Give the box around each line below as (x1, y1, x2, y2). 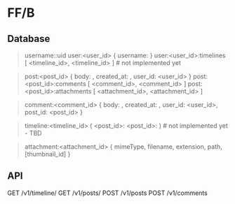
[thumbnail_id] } (24, 150, 71, 158)
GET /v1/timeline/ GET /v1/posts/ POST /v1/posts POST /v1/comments (7, 189, 208, 197)
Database (7, 33, 51, 45)
